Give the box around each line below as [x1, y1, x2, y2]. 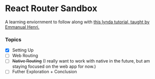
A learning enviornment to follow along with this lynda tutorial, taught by [5, 19, 150, 25]
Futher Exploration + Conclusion [12, 69, 77, 75]
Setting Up [12, 47, 34, 53]
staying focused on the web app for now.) [12, 63, 96, 69]
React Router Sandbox [5, 3, 97, 14]
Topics [5, 36, 22, 43]
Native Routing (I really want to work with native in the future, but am [12, 58, 150, 64]
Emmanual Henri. [5, 24, 40, 30]
